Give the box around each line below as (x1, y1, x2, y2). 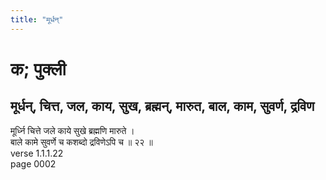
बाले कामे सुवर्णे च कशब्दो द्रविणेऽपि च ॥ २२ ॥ (10, 136, 153, 148)
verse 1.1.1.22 (10, 147, 64, 159)
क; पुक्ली (10, 57, 67, 80)
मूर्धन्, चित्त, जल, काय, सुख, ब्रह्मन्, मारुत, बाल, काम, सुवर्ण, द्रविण (10, 98, 315, 115)
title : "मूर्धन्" (10, 14, 64, 25)
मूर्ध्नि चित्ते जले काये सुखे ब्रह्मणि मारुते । (10, 124, 135, 136)
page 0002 (10, 157, 57, 170)
